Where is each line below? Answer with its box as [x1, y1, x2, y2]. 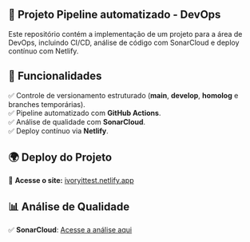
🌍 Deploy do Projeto [8, 151, 113, 165]
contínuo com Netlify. [8, 46, 79, 56]
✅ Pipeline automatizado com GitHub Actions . [8, 108, 161, 117]
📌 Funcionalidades [8, 69, 102, 83]
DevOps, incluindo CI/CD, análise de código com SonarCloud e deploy [8, 38, 240, 47]
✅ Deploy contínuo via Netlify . [8, 125, 109, 136]
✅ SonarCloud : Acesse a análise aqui [8, 225, 133, 235]
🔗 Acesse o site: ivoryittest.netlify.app [8, 176, 134, 185]
